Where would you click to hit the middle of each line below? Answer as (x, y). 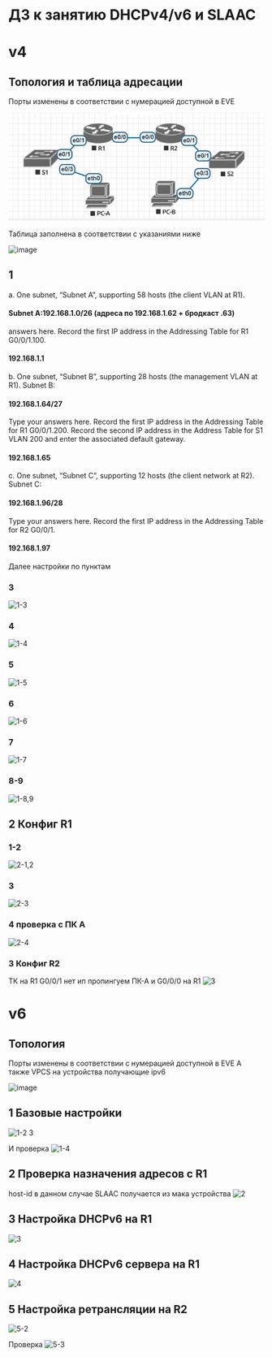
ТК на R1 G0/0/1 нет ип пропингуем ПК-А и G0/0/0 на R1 (105, 981)
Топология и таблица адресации (96, 82)
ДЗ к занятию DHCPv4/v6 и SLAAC (132, 15)
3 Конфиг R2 (34, 963)
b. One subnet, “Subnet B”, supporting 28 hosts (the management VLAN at (133, 376)
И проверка (29, 1148)
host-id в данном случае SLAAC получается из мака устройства (120, 1193)
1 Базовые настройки (65, 1113)
